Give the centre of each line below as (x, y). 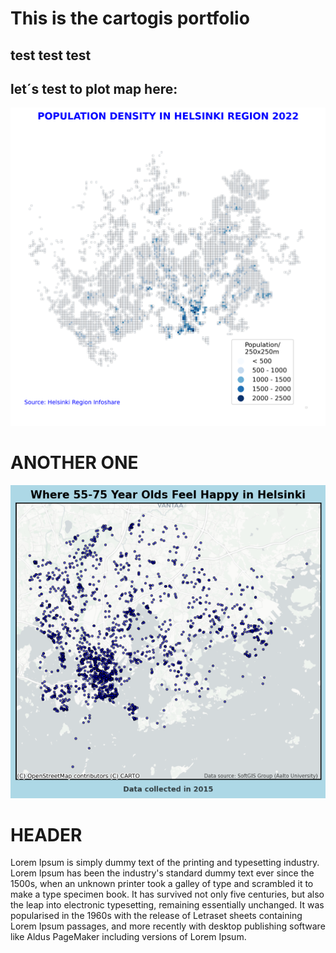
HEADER (46, 834)
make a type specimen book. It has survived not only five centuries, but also (167, 894)
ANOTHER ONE (74, 463)
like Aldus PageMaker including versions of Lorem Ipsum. (128, 937)
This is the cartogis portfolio (130, 18)
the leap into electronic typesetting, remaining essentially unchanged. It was (167, 905)
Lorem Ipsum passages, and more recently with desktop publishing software (168, 926)
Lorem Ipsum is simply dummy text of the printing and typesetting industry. (165, 863)
